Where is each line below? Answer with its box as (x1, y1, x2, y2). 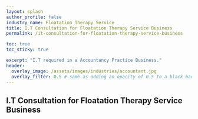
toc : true (6, 41, 31, 47)
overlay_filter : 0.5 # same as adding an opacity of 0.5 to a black (11, 74, 183, 80)
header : (6, 62, 25, 68)
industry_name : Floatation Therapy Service (6, 19, 115, 25)
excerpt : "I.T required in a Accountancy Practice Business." (6, 57, 162, 63)
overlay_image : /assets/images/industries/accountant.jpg (11, 68, 157, 74)
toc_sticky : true (6, 47, 49, 53)
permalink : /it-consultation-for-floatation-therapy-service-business (6, 31, 183, 37)
